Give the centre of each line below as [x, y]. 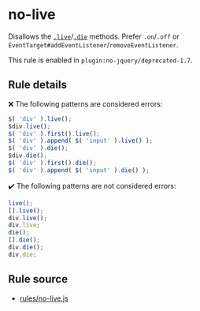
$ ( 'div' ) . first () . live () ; [54, 133]
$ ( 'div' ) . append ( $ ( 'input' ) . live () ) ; [81, 141]
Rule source [38, 279]
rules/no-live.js [44, 298]
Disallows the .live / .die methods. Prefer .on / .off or [94, 36]
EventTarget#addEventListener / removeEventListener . [93, 44]
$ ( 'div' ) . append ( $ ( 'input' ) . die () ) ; [79, 170]
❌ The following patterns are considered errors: [85, 103]
